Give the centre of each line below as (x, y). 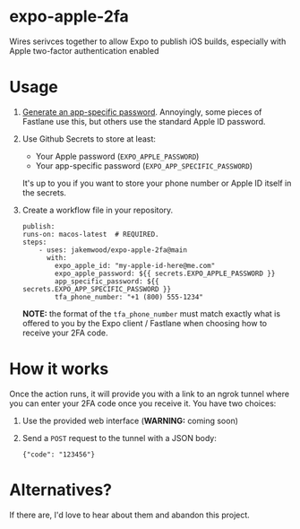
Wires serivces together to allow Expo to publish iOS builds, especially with (148, 41)
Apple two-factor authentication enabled (84, 50)
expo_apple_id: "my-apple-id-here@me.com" (135, 265)
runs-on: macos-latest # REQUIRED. (90, 234)
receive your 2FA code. (65, 333)
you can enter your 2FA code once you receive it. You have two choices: (143, 403)
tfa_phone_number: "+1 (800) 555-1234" (129, 297)
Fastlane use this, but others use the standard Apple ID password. (144, 121)
